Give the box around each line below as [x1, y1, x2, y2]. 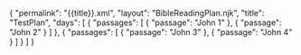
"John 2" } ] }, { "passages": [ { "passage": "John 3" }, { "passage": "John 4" [9, 27, 293, 37]
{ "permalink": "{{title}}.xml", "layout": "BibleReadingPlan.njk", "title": [9, 8, 265, 18]
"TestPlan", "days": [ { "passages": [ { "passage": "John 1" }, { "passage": [9, 17, 282, 28]
